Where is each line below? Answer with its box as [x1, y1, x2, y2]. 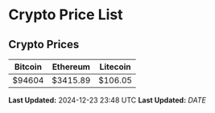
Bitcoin [14, 62, 43, 72]
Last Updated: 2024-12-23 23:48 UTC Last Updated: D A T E [8, 95, 207, 105]
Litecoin [99, 62, 131, 72]
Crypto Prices [8, 38, 80, 51]
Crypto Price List [8, 6, 123, 24]
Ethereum [52, 62, 91, 72]
